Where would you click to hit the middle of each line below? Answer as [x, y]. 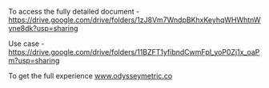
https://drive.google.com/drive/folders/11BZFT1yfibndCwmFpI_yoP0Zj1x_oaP [134, 52]
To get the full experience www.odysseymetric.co [90, 76]
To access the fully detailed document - [74, 11]
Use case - [26, 44]
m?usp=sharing [34, 60]
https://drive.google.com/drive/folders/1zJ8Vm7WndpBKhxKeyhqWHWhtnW [134, 20]
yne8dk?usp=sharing [43, 28]
